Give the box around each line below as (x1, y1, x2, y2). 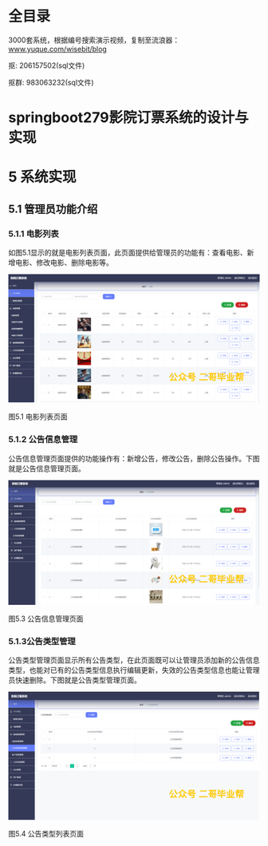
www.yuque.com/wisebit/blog (8, 44, 108, 53)
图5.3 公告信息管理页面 (8, 614, 84, 623)
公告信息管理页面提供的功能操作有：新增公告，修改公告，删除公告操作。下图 (8, 453, 260, 463)
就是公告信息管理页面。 (8, 464, 85, 473)
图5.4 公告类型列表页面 (8, 828, 84, 838)
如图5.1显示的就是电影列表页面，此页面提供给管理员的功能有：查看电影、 (8, 248, 247, 257)
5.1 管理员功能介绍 (8, 202, 98, 215)
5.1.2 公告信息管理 (8, 434, 78, 445)
